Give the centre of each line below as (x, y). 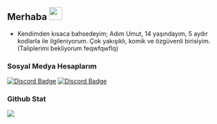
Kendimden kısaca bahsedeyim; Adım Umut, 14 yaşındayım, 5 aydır (113, 33)
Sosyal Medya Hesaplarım (52, 66)
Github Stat (27, 99)
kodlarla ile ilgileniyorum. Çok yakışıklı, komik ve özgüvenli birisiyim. (114, 41)
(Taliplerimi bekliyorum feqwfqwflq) (68, 48)
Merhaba (27, 17)
